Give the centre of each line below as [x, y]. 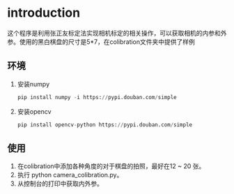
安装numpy [33, 84]
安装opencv [34, 111]
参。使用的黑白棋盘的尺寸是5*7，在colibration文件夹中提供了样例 [101, 42]
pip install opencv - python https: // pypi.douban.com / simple [105, 125]
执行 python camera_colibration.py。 [70, 175]
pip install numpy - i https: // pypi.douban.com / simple [97, 97]
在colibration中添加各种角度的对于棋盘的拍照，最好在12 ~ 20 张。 [111, 166]
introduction [44, 13]
